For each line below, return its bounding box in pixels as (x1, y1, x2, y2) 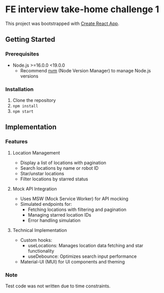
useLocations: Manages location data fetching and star (28, 242, 144, 248)
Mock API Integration (12, 185, 57, 192)
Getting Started (5, 35, 56, 44)
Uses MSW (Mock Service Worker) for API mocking (20, 195, 129, 202)
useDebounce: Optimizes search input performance (28, 253, 137, 259)
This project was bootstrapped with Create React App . (5, 20, 120, 26)
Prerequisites (5, 50, 39, 58)
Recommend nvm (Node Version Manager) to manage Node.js (20, 67, 151, 73)
